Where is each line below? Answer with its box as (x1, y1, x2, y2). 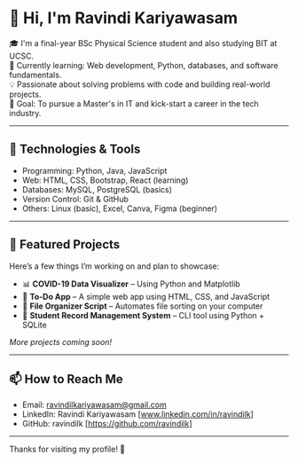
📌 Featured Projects (9, 237, 121, 252)
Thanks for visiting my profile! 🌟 (9, 443, 126, 455)
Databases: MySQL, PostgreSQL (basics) (21, 184, 173, 194)
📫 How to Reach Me (9, 372, 123, 387)
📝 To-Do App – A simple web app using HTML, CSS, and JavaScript (21, 291, 271, 302)
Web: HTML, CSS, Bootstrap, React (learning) (21, 175, 189, 185)
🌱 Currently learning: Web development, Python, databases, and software (9, 59, 278, 70)
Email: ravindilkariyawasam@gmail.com (21, 399, 167, 411)
